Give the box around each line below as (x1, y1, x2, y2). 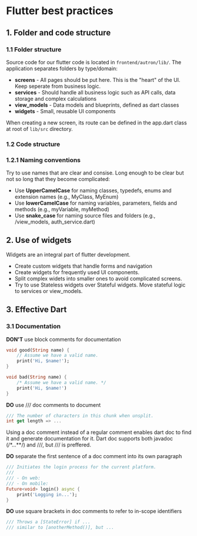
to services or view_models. (14, 287, 83, 294)
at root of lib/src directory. (6, 125, 74, 132)
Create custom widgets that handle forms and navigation (14, 262, 153, 269)
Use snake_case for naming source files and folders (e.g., (14, 212, 156, 219)
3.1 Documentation (6, 323, 61, 331)
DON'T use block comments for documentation (6, 336, 121, 343)
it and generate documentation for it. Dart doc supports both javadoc (6, 435, 173, 442)
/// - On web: (6, 475, 41, 481)
